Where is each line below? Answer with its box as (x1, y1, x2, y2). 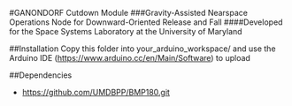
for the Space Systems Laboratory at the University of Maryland (9, 26, 242, 36)
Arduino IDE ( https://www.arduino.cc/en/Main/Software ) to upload (9, 53, 250, 63)
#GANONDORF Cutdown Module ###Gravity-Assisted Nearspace (9, 8, 248, 18)
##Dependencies (9, 70, 73, 80)
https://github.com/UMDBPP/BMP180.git (21, 87, 171, 97)
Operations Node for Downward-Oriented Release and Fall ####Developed (9, 17, 283, 27)
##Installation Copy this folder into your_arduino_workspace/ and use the (9, 43, 276, 54)
